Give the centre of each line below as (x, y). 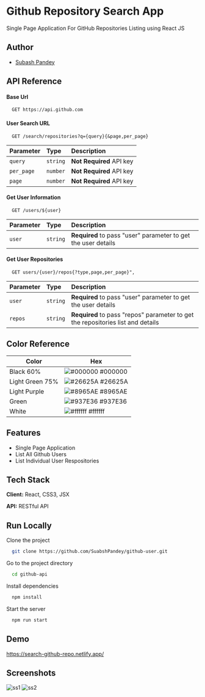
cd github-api (30, 575)
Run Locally (29, 526)
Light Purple (27, 391)
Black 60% (25, 371)
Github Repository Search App (85, 11)
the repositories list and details (115, 322)
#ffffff (96, 411)
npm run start (30, 620)
